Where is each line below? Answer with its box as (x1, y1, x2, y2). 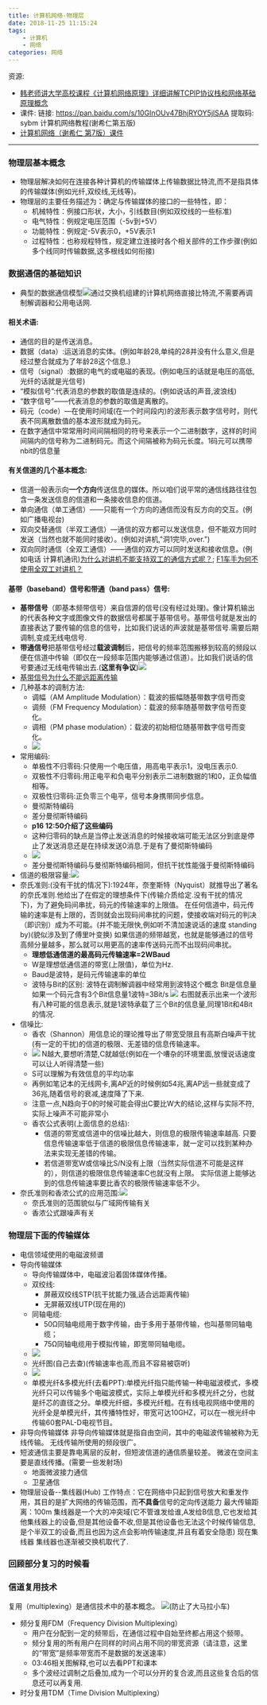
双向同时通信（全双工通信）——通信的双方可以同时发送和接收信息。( (19, 544, 246, 553)
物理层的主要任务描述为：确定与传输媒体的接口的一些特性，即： (19, 196, 229, 207)
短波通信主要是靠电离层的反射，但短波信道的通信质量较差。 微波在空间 (19, 1447, 252, 1457)
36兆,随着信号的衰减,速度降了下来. (31, 1089, 145, 1099)
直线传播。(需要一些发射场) (33, 1457, 123, 1467)
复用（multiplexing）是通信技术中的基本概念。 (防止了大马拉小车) (8, 1601, 230, 1610)
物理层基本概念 (8, 157, 66, 168)
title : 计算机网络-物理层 (8, 11, 85, 20)
